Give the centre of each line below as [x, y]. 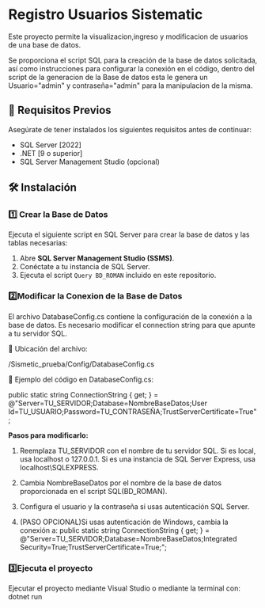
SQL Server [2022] [50, 145]
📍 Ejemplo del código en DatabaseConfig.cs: [81, 379]
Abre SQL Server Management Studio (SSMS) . [97, 258]
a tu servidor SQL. [38, 333]
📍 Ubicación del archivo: [48, 348]
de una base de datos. [45, 44]
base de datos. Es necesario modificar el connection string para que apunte [132, 325]
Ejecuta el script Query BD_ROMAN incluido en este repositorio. [118, 275]
